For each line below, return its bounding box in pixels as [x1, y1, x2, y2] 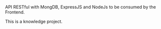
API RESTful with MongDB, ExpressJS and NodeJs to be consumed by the [5, 4, 157, 10]
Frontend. [5, 9, 25, 15]
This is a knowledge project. [5, 19, 63, 24]
